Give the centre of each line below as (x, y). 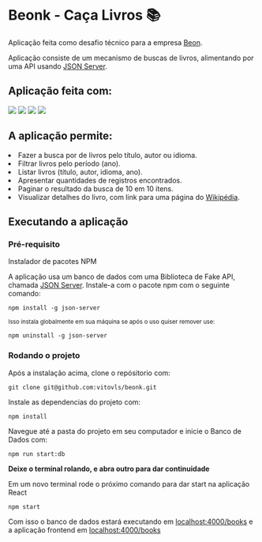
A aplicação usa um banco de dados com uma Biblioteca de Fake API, (122, 277)
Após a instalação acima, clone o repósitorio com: (90, 373)
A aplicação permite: (60, 136)
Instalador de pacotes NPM (52, 262)
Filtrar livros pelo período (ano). (69, 164)
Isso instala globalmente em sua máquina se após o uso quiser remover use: (112, 322)
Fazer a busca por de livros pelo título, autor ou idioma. (108, 155)
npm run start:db (37, 454)
